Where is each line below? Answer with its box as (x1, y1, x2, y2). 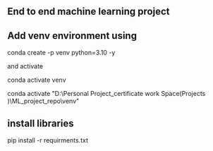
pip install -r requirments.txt (7, 136, 88, 145)
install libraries (7, 117, 74, 129)
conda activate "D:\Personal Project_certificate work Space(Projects (7, 90, 206, 98)
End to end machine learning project (7, 6, 170, 18)
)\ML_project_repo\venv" (7, 97, 80, 105)
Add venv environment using (7, 30, 138, 42)
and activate (7, 62, 44, 71)
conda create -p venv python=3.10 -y (7, 49, 116, 57)
